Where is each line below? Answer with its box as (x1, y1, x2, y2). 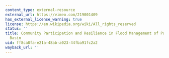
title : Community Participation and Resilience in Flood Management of (5, 31, 158, 36)
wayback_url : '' (5, 45, 39, 50)
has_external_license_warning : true (5, 17, 82, 22)
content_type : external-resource (5, 7, 75, 13)
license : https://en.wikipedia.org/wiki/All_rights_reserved (5, 21, 136, 27)
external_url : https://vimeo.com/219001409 (5, 12, 98, 17)
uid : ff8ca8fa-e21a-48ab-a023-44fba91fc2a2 (5, 40, 98, 45)
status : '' (5, 26, 28, 31)
